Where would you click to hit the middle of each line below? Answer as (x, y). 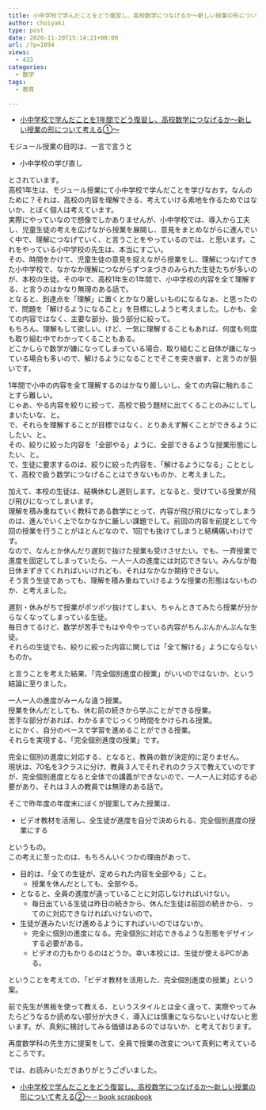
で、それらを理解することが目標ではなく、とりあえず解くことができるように (133, 425)
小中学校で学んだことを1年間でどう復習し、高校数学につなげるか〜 (129, 120)
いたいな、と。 (39, 415)
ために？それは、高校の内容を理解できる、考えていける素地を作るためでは (129, 200)
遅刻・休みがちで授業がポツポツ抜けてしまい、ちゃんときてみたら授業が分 (129, 607)
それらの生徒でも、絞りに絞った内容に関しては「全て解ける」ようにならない (133, 647)
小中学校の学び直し (51, 163)
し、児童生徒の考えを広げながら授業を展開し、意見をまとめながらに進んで (129, 230)
